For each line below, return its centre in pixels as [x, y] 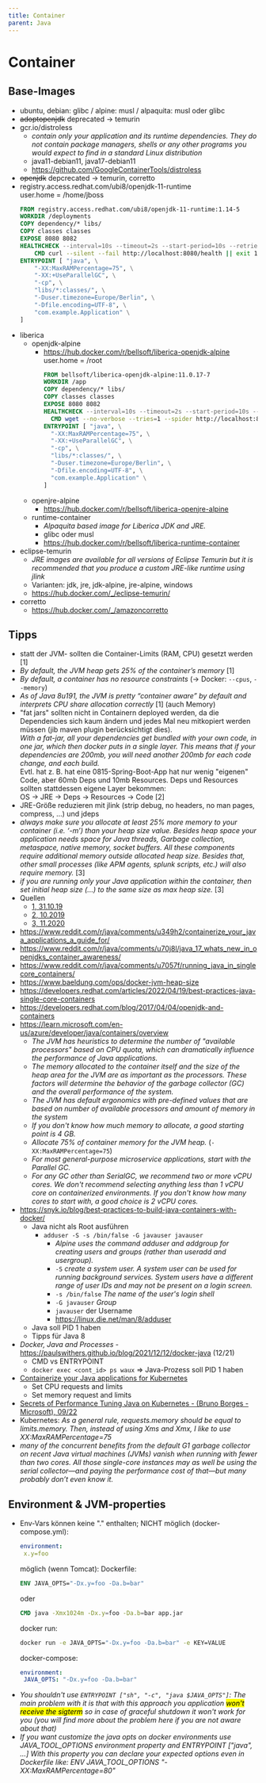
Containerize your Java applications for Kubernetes [104, 1378]
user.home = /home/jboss [62, 194]
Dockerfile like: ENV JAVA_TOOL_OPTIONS [89, 1762]
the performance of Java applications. [95, 1058]
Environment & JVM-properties [87, 1504]
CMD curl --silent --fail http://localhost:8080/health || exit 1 [146, 253]
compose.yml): [44, 1532]
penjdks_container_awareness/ [70, 957]
